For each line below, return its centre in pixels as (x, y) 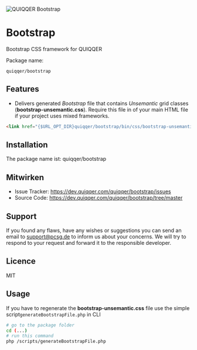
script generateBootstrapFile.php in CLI (53, 314)
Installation (27, 145)
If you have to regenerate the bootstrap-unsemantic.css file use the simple (98, 308)
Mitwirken (25, 177)
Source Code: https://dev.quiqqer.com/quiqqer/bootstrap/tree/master (98, 198)
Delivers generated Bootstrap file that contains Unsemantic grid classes (101, 103)
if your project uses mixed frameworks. (62, 116)
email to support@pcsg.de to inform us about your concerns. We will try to (96, 237)
